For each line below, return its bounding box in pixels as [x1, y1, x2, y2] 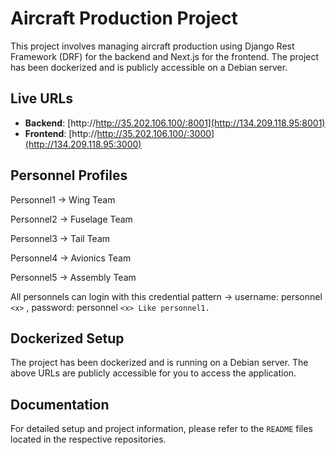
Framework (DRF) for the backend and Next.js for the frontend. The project [10, 50, 320, 62]
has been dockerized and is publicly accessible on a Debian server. [10, 61, 288, 73]
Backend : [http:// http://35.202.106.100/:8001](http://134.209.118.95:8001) [24, 117, 326, 129]
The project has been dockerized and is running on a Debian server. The [10, 357, 309, 369]
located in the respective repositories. [10, 433, 167, 446]
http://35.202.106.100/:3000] [96, 127, 215, 139]
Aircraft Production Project [10, 7, 238, 30]
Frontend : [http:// [24, 127, 98, 139]
